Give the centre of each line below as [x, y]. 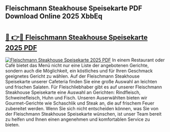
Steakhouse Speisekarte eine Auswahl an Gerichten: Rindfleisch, [73, 92]
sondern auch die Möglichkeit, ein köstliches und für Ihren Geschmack [79, 71]
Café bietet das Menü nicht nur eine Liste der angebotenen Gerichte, [77, 65]
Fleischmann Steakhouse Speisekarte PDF [74, 8]
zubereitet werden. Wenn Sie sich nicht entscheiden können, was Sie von [82, 108]
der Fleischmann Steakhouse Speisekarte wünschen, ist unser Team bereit [83, 114]
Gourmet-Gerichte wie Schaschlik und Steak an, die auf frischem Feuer [80, 103]
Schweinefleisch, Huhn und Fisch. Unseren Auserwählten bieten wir [76, 98]
